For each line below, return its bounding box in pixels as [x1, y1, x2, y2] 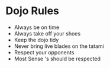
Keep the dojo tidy [14, 36, 59, 43]
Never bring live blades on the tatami [14, 43, 104, 50]
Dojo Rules [5, 4, 60, 18]
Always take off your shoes [14, 30, 81, 37]
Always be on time [14, 24, 60, 31]
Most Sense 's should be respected [14, 55, 101, 62]
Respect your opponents [14, 48, 75, 56]
